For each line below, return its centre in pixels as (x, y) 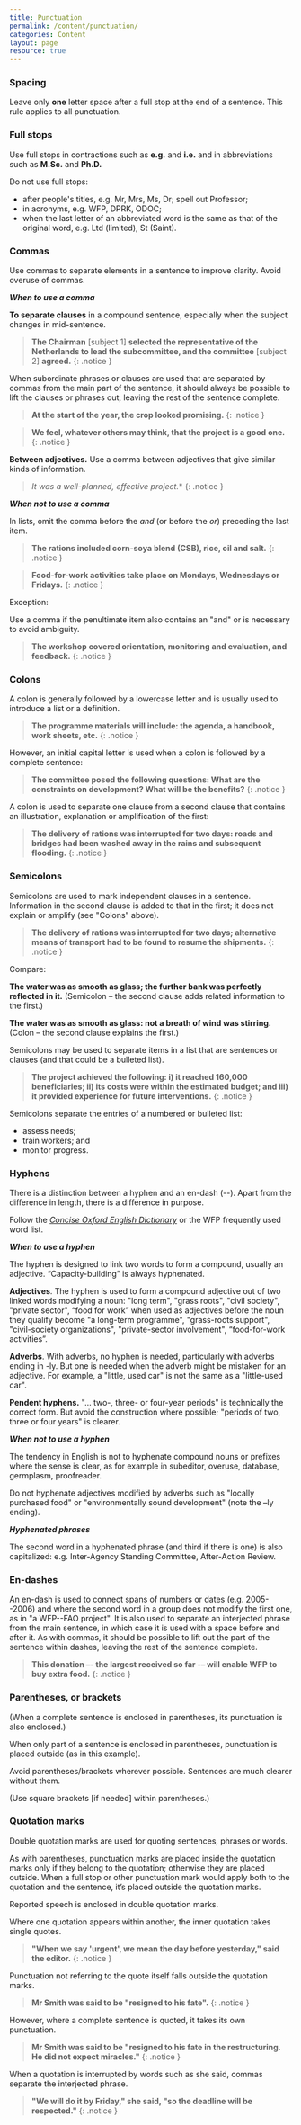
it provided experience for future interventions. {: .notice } (142, 1096)
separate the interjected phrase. (69, 2084)
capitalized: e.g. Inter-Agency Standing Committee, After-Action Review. (143, 1556)
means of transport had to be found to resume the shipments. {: (153, 942)
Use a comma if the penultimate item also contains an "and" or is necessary (150, 620)
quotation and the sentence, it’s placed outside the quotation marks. (135, 1887)
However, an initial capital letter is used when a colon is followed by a (137, 753)
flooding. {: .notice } (69, 853)
